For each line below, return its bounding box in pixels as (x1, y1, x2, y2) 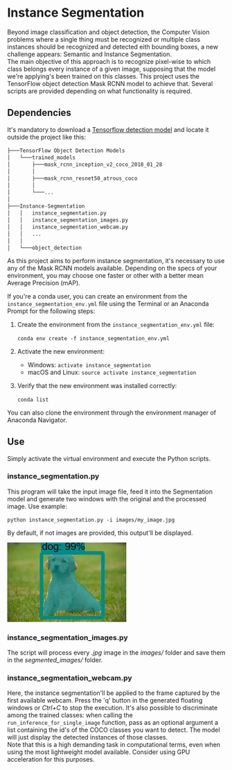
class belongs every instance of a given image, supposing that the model (7, 65, 216, 73)
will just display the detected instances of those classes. (7, 733, 168, 742)
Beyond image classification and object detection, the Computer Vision (7, 28, 210, 36)
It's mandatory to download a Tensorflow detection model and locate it (7, 125, 209, 133)
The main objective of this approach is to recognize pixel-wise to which (7, 57, 211, 65)
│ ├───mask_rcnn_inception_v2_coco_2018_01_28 (7, 161, 163, 168)
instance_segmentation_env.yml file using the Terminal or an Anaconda (7, 299, 209, 308)
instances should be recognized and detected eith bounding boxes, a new (7, 42, 218, 51)
